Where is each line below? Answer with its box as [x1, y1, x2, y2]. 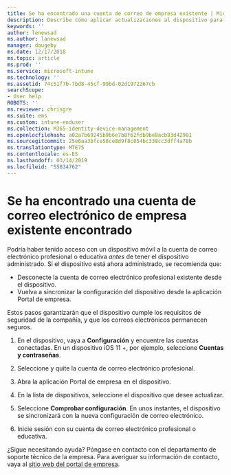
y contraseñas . [16, 351, 61, 359]
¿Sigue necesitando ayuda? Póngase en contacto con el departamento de [7, 445, 217, 454]
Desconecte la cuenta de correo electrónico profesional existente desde [16, 273, 222, 281]
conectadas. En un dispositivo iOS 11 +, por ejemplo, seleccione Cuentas [16, 343, 224, 351]
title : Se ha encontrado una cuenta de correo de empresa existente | [7, 10, 214, 17]
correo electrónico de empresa [7, 208, 187, 223]
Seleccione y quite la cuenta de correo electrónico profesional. [16, 364, 196, 372]
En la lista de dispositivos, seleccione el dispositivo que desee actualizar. [16, 390, 224, 399]
